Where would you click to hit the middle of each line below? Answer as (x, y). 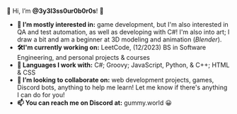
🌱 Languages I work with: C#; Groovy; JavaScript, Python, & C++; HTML (123, 65)
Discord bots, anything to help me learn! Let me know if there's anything (122, 87)
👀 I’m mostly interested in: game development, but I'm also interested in (123, 24)
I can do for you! (41, 95)
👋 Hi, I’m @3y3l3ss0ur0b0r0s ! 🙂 (55, 11)
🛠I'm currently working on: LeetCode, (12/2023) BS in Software (111, 47)
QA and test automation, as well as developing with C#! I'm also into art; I (123, 32)
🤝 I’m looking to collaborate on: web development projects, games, (115, 80)
